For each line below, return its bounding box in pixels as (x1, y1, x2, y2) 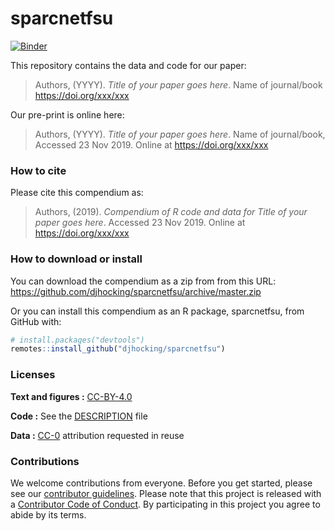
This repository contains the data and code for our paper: (10, 59, 247, 71)
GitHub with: (10, 315, 62, 327)
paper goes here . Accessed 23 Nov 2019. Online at (34, 217, 246, 229)
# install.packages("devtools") (10, 335, 145, 345)
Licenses (10, 368, 56, 382)
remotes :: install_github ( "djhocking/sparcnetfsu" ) (10, 344, 226, 354)
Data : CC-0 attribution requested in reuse (10, 429, 185, 441)
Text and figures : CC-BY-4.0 (10, 390, 133, 402)
